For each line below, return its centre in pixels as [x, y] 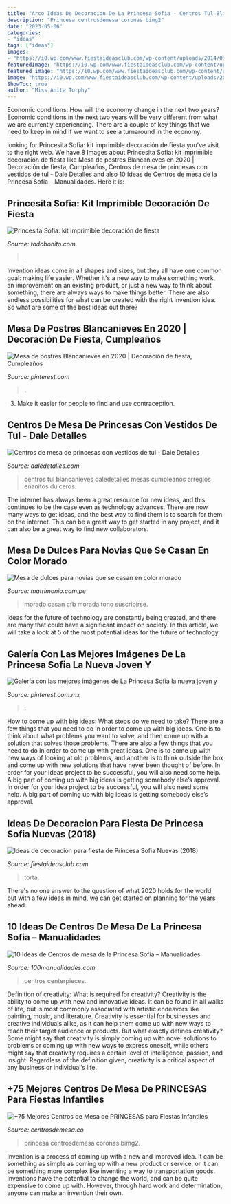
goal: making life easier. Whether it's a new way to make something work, [111, 278]
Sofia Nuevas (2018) [52, 834]
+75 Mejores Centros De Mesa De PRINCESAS [107, 1089]
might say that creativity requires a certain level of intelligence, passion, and [115, 1053]
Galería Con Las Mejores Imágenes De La [96, 654]
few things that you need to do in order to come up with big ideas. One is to [114, 729]
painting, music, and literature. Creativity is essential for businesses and [109, 1016]
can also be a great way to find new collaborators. [78, 529]
